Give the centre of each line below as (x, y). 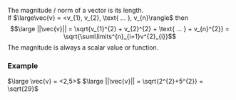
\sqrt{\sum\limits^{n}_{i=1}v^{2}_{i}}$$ (120, 36)
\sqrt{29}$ (23, 89)
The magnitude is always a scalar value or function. (83, 48)
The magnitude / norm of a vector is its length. (76, 10)
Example (23, 65)
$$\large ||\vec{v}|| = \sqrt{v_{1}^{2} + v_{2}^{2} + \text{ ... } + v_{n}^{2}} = (120, 29)
